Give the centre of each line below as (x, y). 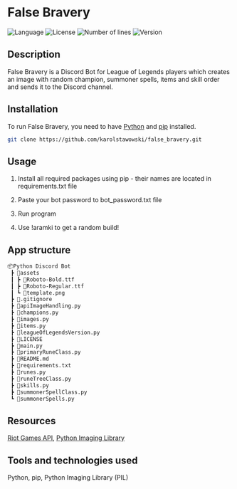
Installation (33, 109)
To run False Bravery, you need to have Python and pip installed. (102, 126)
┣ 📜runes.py (28, 372)
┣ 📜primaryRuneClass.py (46, 352)
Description (34, 54)
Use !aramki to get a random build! (68, 228)
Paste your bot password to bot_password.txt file (90, 200)
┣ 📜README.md (30, 359)
